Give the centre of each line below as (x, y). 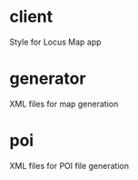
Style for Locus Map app (55, 42)
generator (48, 79)
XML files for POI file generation (69, 165)
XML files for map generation (64, 104)
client (31, 17)
